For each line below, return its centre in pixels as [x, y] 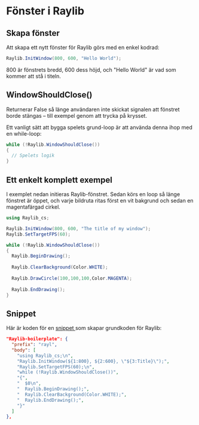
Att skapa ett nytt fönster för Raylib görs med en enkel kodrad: [83, 47]
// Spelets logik [33, 156]
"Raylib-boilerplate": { [37, 339]
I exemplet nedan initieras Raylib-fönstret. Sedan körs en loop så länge [93, 194]
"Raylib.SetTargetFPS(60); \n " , [56, 367]
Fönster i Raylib [45, 11]
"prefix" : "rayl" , [35, 345]
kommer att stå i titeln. [34, 76]
